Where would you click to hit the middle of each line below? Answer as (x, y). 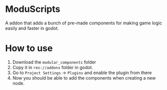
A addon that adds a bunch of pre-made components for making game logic (84, 23)
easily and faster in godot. (32, 28)
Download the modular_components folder (54, 62)
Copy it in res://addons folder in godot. (53, 67)
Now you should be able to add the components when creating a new (84, 78)
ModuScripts (33, 9)
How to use (29, 48)
